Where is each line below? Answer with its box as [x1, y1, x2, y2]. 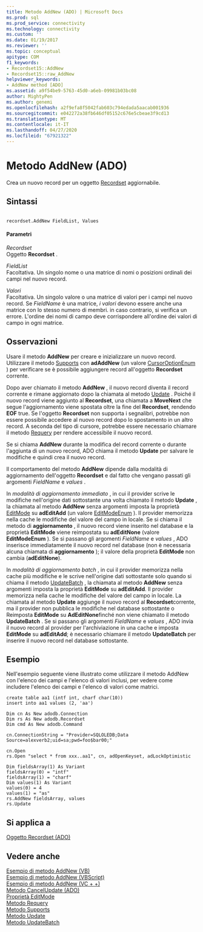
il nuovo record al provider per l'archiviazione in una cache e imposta [6, 624, 179, 631]
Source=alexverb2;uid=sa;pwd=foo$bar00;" [6, 737, 113, 744]
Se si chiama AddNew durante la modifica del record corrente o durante [6, 441, 187, 448]
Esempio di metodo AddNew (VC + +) [6, 880, 101, 888]
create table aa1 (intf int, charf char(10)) [6, 695, 123, 701]
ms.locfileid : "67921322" [6, 133, 72, 139]
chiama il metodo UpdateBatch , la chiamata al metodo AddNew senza [6, 579, 183, 586]
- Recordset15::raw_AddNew [6, 71, 75, 77]
